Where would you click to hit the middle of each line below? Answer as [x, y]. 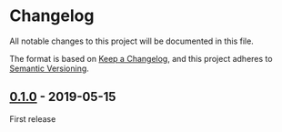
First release [33, 118]
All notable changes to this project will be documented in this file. [132, 41]
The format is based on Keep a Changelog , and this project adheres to [141, 58]
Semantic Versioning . [49, 68]
